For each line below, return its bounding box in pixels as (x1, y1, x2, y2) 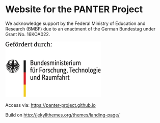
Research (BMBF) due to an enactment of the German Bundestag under (5, 25, 156, 32)
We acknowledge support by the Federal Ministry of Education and (5, 20, 146, 26)
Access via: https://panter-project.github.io (5, 102, 96, 108)
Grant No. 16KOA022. (5, 31, 50, 37)
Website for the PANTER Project (5, 4, 143, 15)
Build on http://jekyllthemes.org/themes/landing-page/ (5, 112, 120, 118)
